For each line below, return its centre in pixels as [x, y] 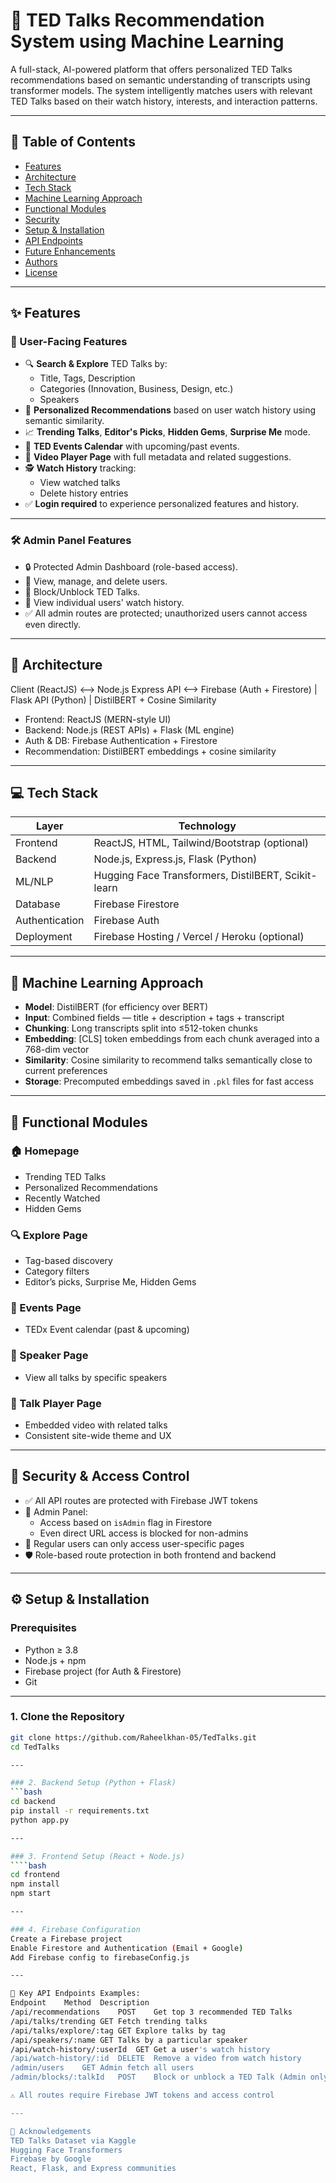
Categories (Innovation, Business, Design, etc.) [136, 389]
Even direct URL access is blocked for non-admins [144, 1533]
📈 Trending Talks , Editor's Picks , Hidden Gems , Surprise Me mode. [167, 432]
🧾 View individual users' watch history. [104, 602]
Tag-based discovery [68, 1261]
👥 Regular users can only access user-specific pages [134, 1543]
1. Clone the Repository [67, 1717]
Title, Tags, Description [87, 378]
